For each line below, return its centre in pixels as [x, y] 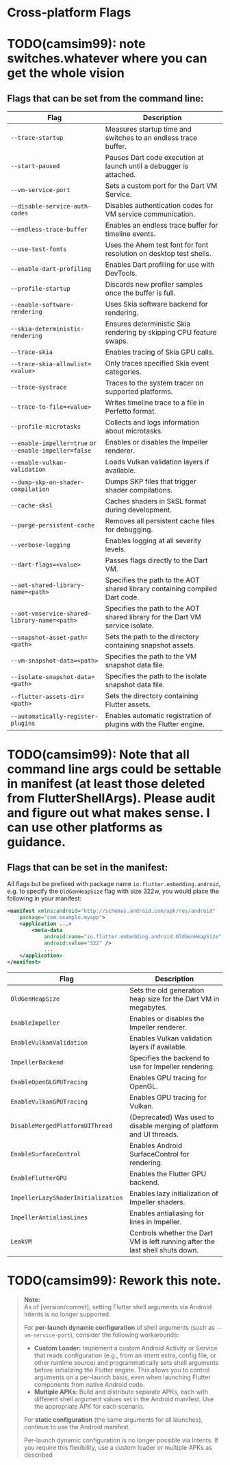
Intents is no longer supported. [67, 1314]
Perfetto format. [130, 412]
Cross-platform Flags [69, 13]
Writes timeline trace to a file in [155, 403]
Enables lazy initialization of [174, 1193]
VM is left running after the [172, 1241]
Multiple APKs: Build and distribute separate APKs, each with [121, 1392]
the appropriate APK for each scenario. [89, 1406]
